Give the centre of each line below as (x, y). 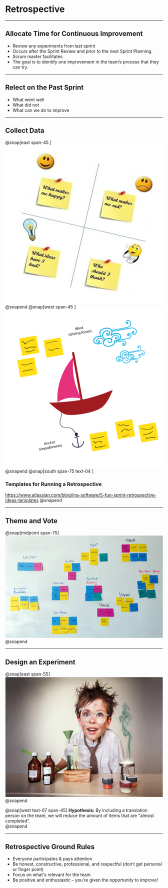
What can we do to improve (41, 110)
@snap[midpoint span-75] (32, 533)
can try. (20, 67)
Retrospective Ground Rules (50, 847)
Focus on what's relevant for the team (51, 874)
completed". (18, 821)
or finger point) (28, 869)
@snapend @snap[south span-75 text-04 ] (49, 471)
